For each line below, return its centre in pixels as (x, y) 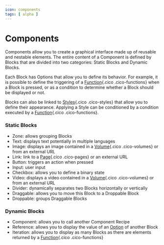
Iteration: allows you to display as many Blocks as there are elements (82, 232)
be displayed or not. (25, 93)
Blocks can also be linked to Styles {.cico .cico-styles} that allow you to (76, 102)
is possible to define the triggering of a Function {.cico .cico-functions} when (82, 82)
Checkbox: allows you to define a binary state (58, 172)
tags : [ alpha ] (22, 14)
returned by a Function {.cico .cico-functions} (58, 238)
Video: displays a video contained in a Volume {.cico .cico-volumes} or (83, 177)
